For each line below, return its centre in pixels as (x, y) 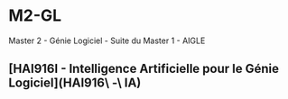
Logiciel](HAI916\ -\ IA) (75, 83)
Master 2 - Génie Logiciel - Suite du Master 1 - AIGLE (107, 40)
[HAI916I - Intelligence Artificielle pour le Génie (144, 69)
